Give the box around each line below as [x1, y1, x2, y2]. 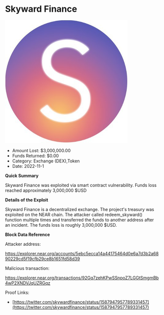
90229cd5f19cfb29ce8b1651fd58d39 [5, 256, 80, 262]
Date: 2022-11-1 [12, 163, 44, 169]
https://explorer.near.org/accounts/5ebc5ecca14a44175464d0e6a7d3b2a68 [5, 250, 159, 256]
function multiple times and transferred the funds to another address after [5, 217, 154, 223]
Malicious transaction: [5, 265, 50, 271]
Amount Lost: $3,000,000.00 [12, 147, 71, 153]
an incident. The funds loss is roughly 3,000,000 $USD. [5, 222, 117, 228]
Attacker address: [5, 241, 41, 247]
